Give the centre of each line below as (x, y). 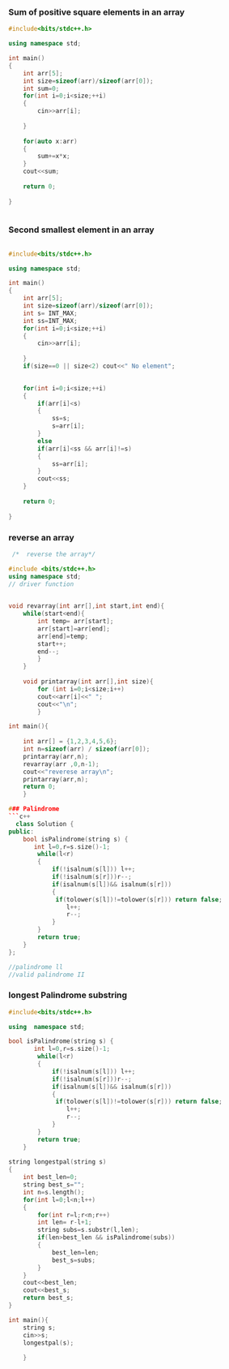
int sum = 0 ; (41, 88)
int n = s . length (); (54, 1192)
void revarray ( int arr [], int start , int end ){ (86, 606)
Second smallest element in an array (82, 230)
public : (21, 831)
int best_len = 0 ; (51, 1177)
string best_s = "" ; (54, 1185)
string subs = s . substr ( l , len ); (88, 1230)
